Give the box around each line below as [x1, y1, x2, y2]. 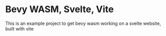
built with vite [5, 25, 34, 31]
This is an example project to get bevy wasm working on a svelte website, [5, 20, 161, 26]
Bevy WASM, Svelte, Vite [5, 4, 114, 15]
